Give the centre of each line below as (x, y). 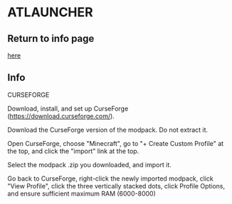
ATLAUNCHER (51, 12)
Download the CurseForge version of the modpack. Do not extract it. (108, 130)
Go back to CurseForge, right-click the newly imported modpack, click (110, 178)
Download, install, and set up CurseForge (68, 108)
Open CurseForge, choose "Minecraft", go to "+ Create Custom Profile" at (116, 143)
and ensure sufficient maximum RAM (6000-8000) (82, 193)
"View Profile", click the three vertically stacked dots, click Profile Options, (116, 186)
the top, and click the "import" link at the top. (73, 151)
